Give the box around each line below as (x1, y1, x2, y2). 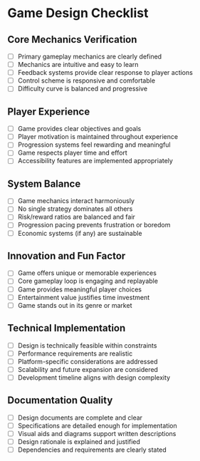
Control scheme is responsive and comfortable (17, 76, 155, 85)
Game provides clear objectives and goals (17, 125, 142, 133)
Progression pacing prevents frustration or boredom (17, 221, 171, 229)
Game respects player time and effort (17, 148, 128, 157)
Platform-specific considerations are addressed (17, 357, 158, 366)
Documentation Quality (7, 394, 113, 407)
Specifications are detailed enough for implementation (17, 421, 178, 430)
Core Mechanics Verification (7, 33, 137, 46)
